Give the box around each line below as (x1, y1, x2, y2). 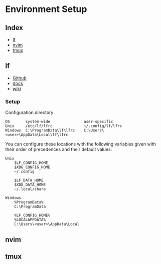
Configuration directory (5, 109, 54, 115)
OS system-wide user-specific (5, 119, 113, 124)
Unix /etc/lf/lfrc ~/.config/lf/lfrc (5, 123, 122, 128)
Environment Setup (5, 3, 87, 15)
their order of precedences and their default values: (5, 146, 112, 152)
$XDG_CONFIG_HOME (14, 165, 51, 170)
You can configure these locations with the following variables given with (5, 141, 156, 147)
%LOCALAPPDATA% (14, 217, 46, 222)
